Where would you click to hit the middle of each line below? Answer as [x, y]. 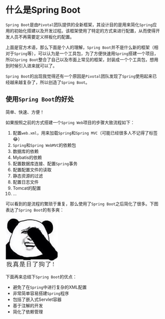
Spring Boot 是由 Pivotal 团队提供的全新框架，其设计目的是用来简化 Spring [79, 25]
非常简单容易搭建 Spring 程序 [41, 293]
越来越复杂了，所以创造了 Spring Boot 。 [50, 82]
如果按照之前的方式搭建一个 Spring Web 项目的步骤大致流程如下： [70, 122]
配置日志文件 [25, 182]
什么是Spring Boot [43, 10]
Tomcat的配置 [27, 188]
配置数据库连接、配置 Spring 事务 [45, 163]
